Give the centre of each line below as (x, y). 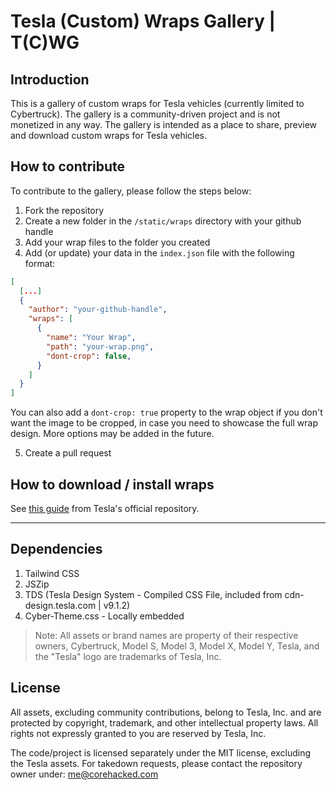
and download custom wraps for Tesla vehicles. (109, 135)
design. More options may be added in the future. (112, 434)
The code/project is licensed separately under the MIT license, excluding (161, 752)
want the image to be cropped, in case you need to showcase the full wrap (164, 423)
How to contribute (68, 166)
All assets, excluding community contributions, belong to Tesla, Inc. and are (166, 712)
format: (40, 263)
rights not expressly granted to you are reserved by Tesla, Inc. (138, 733)
